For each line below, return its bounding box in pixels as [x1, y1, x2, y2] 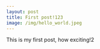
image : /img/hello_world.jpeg [6, 20, 83, 26]
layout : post [6, 8, 39, 15]
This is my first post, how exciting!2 [6, 36, 95, 44]
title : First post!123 [6, 14, 63, 20]
